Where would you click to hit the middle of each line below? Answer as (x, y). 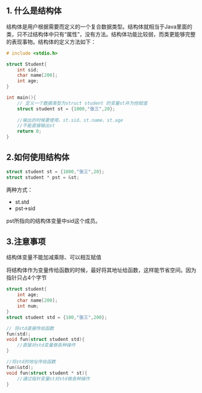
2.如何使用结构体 (38, 157)
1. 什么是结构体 (34, 11)
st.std (22, 202)
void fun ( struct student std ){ (46, 340)
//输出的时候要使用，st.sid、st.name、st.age (70, 120)
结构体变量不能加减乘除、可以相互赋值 (54, 257)
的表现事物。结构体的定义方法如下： (51, 42)
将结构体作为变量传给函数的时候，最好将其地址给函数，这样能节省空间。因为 (101, 270)
